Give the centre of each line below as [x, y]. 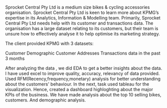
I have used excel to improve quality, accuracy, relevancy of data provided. [82, 73]
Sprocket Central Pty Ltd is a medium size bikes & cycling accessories [77, 7]
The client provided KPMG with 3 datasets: [49, 43]
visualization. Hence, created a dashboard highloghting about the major [79, 89]
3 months [15, 58]
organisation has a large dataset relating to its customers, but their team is [82, 28]
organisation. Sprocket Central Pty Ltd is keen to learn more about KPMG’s [82, 12]
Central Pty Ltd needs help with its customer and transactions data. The [79, 23]
